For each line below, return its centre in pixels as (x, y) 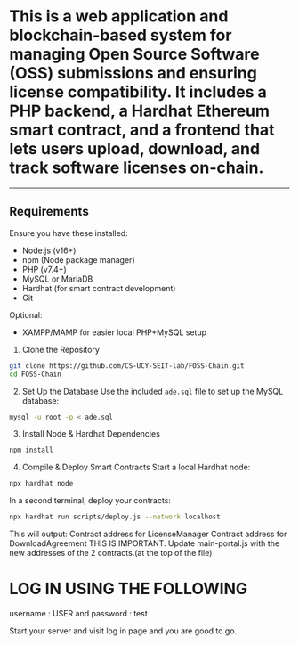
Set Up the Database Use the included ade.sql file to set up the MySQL (153, 391)
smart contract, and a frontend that (142, 130)
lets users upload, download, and (135, 149)
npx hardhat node (41, 484)
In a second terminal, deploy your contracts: (90, 501)
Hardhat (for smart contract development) (99, 288)
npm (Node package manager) (78, 259)
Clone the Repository (61, 349)
